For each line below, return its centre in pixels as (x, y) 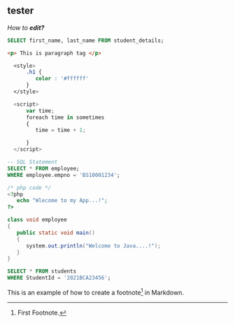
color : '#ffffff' (62, 79)
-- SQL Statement (33, 162)
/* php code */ (29, 187)
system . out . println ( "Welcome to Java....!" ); (93, 246)
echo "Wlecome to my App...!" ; (62, 201)
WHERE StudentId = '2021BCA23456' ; (59, 278)
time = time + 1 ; (60, 130)
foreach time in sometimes (65, 117)
